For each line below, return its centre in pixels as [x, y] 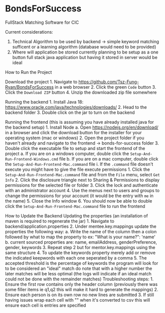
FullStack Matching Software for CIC [42, 22]
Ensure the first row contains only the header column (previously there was [81, 284]
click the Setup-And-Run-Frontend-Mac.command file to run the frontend [75, 206]
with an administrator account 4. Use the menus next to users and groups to [82, 190]
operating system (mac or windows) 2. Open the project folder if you [75, 138]
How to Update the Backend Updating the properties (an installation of [77, 215]
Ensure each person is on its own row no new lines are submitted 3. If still [80, 295]
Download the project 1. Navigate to [41, 82]
